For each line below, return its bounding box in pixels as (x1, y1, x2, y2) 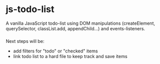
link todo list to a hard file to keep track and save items (13, 53, 127, 59)
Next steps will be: (6, 38, 45, 44)
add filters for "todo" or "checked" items (13, 48, 98, 54)
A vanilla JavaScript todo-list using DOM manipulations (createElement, (6, 20, 155, 26)
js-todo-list (6, 4, 55, 15)
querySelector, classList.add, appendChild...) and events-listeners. (6, 25, 145, 31)
